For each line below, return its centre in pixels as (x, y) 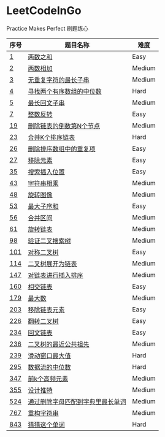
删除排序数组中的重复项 (62, 149)
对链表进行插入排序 (56, 275)
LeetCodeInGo (44, 11)
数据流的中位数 (50, 367)
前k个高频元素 (48, 379)
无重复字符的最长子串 (59, 80)
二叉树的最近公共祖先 (59, 344)
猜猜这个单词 (47, 425)
